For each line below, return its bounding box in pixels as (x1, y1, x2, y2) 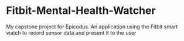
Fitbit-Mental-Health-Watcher (6, 4, 156, 17)
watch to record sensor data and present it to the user (6, 29, 137, 36)
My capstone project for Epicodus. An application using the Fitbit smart (6, 23, 178, 30)
